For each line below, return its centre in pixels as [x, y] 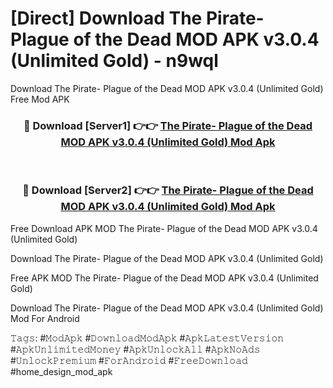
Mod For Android [45, 318]
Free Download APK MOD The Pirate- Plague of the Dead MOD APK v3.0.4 [164, 228]
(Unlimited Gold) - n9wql [114, 61]
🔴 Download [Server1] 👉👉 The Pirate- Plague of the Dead [168, 125]
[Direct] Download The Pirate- [137, 18]
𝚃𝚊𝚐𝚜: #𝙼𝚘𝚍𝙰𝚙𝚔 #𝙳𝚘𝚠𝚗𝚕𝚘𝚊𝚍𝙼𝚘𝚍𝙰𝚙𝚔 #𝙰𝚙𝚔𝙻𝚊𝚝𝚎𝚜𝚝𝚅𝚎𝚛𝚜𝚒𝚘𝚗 [147, 338]
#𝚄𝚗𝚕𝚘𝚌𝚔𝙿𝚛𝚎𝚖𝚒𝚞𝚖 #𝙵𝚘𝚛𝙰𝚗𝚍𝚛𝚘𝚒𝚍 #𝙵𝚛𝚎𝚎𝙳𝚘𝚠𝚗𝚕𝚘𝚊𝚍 [129, 360]
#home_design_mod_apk [61, 371]
